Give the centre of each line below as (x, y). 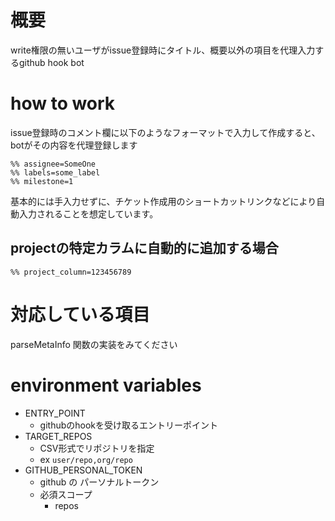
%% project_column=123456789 (71, 272)
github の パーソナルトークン (99, 482)
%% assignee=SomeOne (53, 164)
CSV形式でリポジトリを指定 (97, 448)
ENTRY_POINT (55, 413)
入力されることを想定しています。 (88, 213)
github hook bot (51, 62)
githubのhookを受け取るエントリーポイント (129, 425)
